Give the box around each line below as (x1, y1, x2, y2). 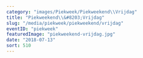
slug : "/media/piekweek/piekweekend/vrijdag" (6, 20, 124, 26)
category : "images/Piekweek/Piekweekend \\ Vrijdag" (6, 8, 138, 15)
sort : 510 (6, 43, 32, 49)
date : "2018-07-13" (6, 37, 56, 43)
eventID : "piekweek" (6, 25, 59, 32)
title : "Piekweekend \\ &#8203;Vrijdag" (6, 14, 105, 21)
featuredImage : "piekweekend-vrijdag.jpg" (6, 31, 116, 37)
